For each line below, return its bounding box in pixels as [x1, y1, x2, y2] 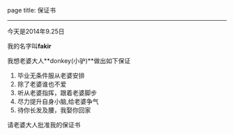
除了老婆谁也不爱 [17, 80, 67, 88]
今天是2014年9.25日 [7, 27, 65, 35]
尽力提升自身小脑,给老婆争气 [17, 98, 99, 105]
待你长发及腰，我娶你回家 [17, 106, 91, 114]
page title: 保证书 [7, 6, 56, 14]
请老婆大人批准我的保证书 [7, 120, 81, 129]
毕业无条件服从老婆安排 [17, 71, 85, 80]
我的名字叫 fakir [7, 42, 52, 50]
